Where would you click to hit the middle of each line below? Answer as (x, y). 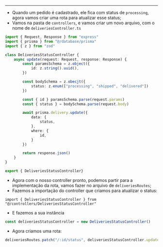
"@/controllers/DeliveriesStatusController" (51, 204)
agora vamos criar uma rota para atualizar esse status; (66, 18)
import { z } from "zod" (30, 46)
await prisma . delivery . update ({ (55, 113)
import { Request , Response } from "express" (52, 37)
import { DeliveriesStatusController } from (51, 199)
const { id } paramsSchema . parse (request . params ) (73, 99)
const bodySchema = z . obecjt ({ (54, 82)
